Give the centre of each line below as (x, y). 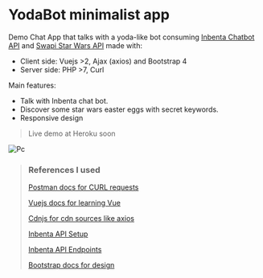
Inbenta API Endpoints (65, 250)
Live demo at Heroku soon (72, 133)
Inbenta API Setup (58, 234)
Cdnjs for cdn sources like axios (81, 219)
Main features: (32, 85)
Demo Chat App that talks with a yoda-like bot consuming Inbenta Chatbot (131, 37)
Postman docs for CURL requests (83, 187)
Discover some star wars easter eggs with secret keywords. (119, 109)
